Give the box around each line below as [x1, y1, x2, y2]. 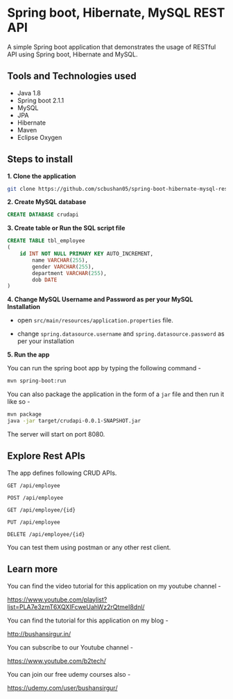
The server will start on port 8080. [7, 430, 105, 438]
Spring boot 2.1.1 [17, 96, 64, 104]
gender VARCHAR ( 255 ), [32, 263, 95, 270]
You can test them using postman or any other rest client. [7, 543, 171, 551]
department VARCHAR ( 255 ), [32, 269, 107, 276]
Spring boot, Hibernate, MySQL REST [7, 5, 225, 21]
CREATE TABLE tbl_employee [7, 237, 85, 244]
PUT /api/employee [7, 519, 60, 526]
